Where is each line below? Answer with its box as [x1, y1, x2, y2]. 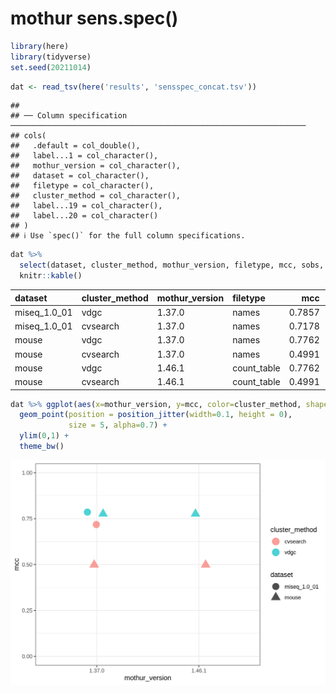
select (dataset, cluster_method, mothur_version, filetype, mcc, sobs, [19, 260, 325, 271]
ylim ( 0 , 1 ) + [19, 431, 70, 441]
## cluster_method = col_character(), [10, 191, 182, 201]
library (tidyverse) [10, 52, 92, 62]
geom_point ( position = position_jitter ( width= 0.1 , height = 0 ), [19, 410, 293, 420]
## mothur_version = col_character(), [10, 161, 182, 171]
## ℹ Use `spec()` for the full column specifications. [10, 231, 246, 241]
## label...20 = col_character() [10, 211, 159, 221]
